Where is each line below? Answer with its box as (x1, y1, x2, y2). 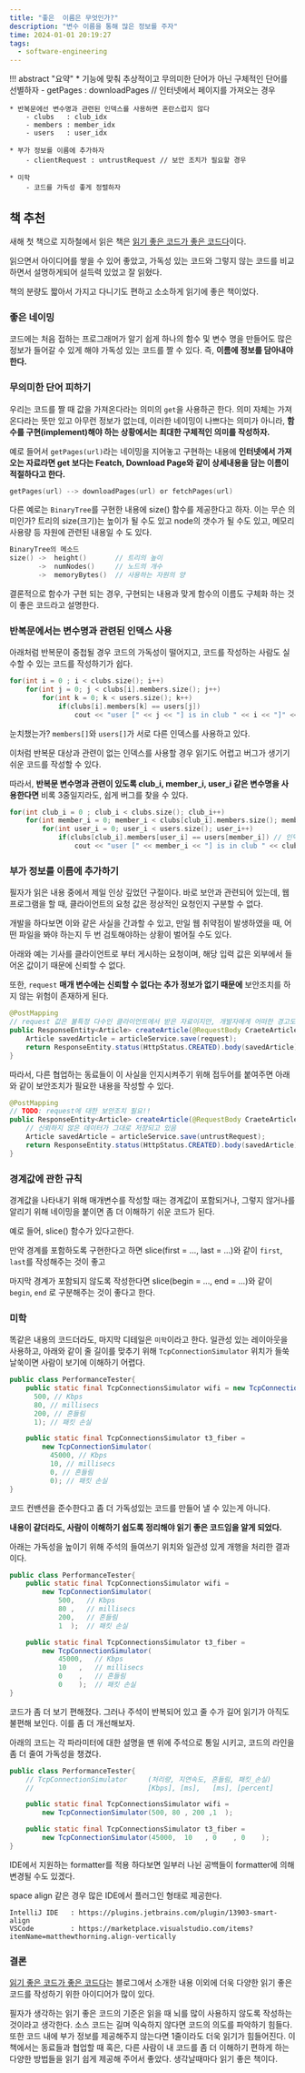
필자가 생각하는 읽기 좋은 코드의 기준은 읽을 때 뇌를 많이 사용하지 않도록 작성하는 (9, 2008, 293, 2019)
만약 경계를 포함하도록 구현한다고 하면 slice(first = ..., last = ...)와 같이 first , (9, 1245, 283, 1255)
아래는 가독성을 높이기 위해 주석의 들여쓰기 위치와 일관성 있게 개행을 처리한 (9, 1540, 274, 1552)
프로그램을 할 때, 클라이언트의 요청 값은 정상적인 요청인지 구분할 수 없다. (9, 899, 263, 909)
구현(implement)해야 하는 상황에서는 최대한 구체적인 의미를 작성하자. (25, 426, 271, 437)
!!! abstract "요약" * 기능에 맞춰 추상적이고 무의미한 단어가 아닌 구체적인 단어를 (9, 74, 289, 85)
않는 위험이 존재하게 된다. (18, 991, 109, 1001)
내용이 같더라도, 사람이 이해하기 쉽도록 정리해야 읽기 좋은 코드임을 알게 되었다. (9, 1521, 282, 1532)
